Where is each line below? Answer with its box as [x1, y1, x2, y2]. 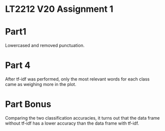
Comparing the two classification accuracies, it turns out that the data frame [5, 115, 160, 121]
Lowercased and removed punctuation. [5, 43, 85, 48]
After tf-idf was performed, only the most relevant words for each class [5, 76, 150, 82]
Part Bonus [5, 99, 52, 110]
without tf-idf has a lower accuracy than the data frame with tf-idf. [5, 120, 139, 126]
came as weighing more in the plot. [5, 82, 76, 87]
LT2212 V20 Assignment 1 [5, 3, 113, 15]
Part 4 [5, 60, 31, 71]
